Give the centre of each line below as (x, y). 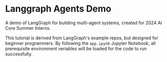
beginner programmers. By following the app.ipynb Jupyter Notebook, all (80, 43)
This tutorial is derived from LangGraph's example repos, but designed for (82, 38)
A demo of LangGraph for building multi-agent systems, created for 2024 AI (83, 23)
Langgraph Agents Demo (58, 9)
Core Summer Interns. (28, 28)
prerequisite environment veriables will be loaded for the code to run (76, 48)
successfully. (19, 54)
